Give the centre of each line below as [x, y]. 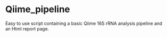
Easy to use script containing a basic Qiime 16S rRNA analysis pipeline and [84, 23]
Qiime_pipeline [38, 9]
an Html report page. [27, 28]
